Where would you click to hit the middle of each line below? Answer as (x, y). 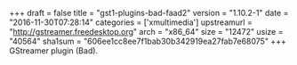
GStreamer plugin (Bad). (54, 51)
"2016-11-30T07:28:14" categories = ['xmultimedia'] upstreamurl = (131, 22)
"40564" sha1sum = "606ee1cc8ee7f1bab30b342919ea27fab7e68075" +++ (148, 41)
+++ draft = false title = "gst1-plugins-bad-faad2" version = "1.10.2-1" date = (149, 13)
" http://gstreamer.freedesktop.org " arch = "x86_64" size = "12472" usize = (146, 32)
